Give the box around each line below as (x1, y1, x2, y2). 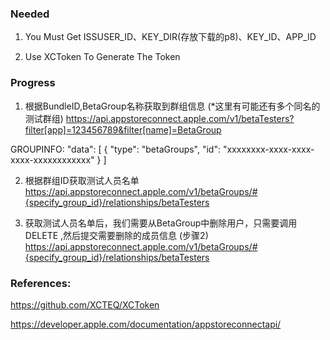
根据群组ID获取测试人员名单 (24, 174, 140, 186)
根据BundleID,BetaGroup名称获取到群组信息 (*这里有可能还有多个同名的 (24, 100, 321, 112)
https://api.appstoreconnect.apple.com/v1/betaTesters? (65, 112, 295, 124)
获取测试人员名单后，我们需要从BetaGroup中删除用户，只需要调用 (24, 217, 298, 229)
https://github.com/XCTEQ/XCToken (10, 298, 160, 311)
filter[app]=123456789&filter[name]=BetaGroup (24, 123, 222, 136)
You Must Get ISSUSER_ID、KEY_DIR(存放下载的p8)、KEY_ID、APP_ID (24, 31, 317, 43)
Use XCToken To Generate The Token (24, 51, 181, 63)
